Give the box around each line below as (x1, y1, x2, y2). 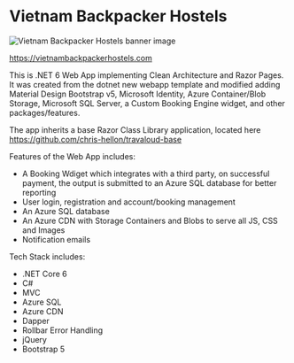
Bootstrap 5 (21, 344, 66, 354)
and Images (21, 224, 66, 236)
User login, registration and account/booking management (21, 197, 236, 207)
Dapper (21, 315, 50, 326)
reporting (21, 187, 57, 197)
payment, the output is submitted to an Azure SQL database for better (21, 177, 277, 188)
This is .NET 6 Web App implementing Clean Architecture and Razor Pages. (9, 69, 284, 81)
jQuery (21, 334, 47, 344)
